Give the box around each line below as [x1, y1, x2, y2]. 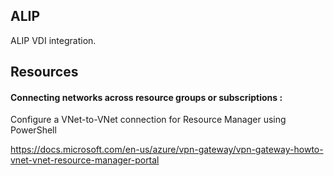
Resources [10, 64, 79, 81]
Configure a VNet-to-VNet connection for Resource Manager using [10, 114, 287, 126]
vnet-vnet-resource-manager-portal [10, 154, 160, 166]
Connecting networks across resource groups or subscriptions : [10, 91, 283, 103]
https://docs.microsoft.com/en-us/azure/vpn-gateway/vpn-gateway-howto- [10, 144, 324, 156]
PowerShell [10, 124, 57, 136]
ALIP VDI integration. [10, 34, 97, 46]
